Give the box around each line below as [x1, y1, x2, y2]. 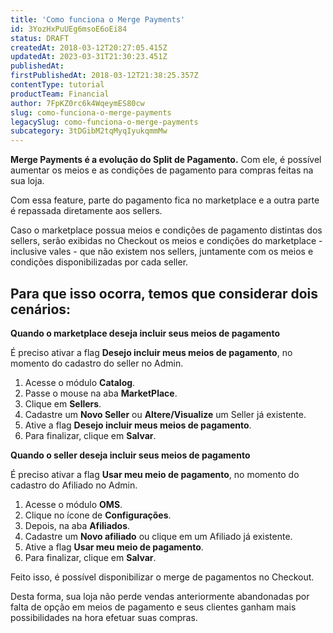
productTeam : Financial [10, 89, 110, 99]
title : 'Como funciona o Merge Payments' [10, 14, 186, 25]
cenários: [10, 301, 72, 318]
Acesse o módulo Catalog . [24, 376, 136, 388]
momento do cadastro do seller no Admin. [10, 357, 184, 369]
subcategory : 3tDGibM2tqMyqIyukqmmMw [10, 126, 168, 136]
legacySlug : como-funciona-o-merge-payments [10, 117, 199, 127]
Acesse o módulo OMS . [24, 498, 123, 510]
